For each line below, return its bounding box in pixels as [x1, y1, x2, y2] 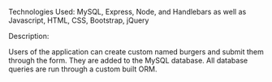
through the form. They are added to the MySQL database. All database [8, 56, 248, 65]
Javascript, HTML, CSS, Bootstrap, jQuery [8, 15, 149, 25]
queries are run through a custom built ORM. [8, 64, 158, 74]
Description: [8, 32, 50, 41]
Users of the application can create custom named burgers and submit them [8, 47, 264, 56]
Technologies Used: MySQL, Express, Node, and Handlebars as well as [8, 7, 247, 16]
